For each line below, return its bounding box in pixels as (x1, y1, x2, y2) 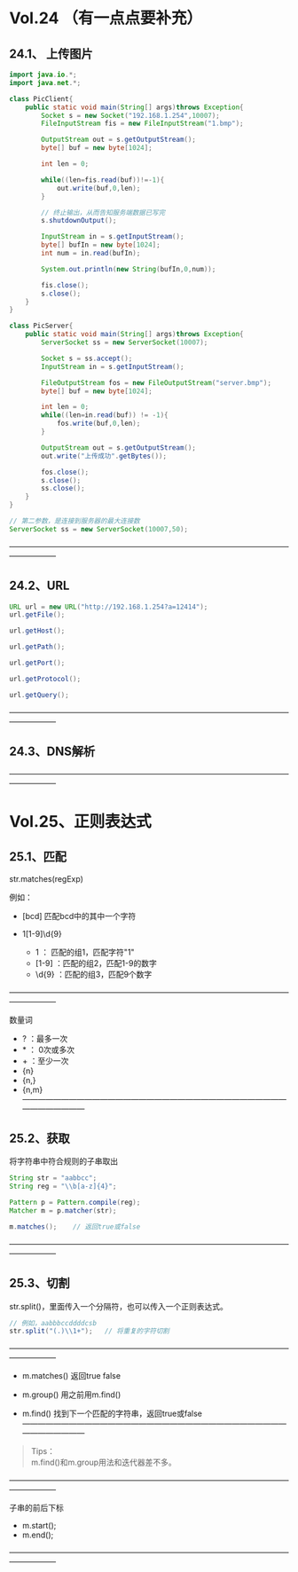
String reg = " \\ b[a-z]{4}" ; (9, 1182, 117, 1191)
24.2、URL (9, 578, 70, 593)
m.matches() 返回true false (21, 1371, 122, 1381)
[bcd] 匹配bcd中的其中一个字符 (21, 910, 137, 921)
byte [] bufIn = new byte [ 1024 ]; (41, 240, 161, 249)
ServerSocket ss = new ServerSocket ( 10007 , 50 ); (9, 524, 189, 533)
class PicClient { (9, 94, 74, 103)
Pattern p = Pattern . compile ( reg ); (9, 1199, 141, 1207)
